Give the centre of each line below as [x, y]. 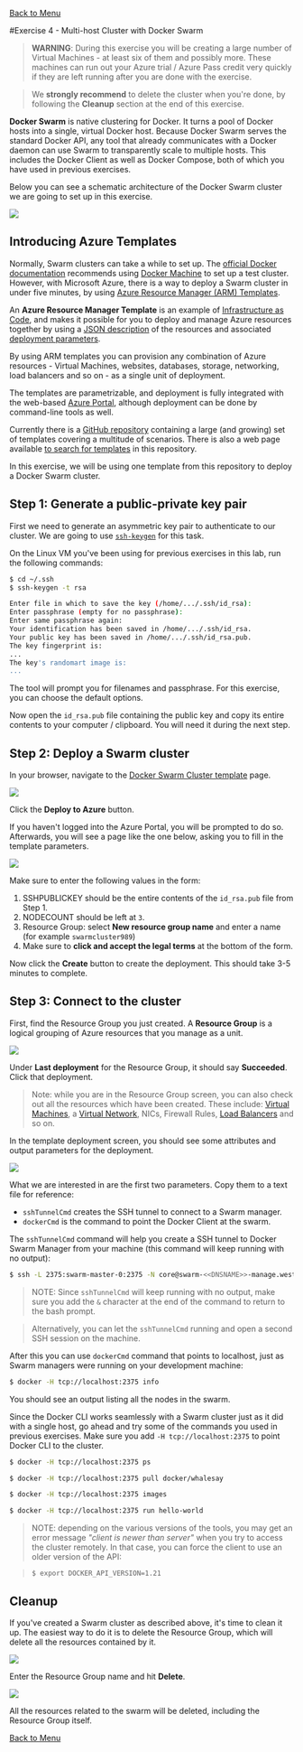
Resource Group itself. [51, 1720]
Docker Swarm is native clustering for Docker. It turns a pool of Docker [142, 121]
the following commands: [56, 563]
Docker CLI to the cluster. [56, 1445]
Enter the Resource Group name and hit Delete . [97, 1676]
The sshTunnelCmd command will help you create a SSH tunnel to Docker [143, 1239]
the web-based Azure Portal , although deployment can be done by [133, 402]
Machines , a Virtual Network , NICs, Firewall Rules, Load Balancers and [162, 1114]
